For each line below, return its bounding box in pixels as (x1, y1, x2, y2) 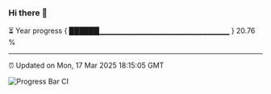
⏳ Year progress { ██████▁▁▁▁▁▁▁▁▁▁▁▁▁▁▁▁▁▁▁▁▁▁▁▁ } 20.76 (8, 26, 256, 35)
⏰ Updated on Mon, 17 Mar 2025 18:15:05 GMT (8, 60, 165, 71)
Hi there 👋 (8, 7, 48, 18)
